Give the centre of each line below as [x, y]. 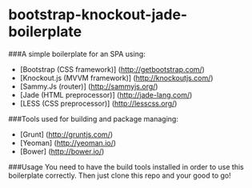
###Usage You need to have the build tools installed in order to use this [126, 166]
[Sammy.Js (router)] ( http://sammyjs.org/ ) [89, 86]
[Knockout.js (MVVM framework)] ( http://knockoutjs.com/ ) [116, 78]
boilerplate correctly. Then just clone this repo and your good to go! [120, 175]
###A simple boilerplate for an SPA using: [77, 54]
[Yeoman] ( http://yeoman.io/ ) [68, 142]
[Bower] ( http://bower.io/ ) [62, 151]
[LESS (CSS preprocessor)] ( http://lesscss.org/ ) [98, 103]
